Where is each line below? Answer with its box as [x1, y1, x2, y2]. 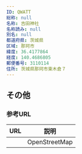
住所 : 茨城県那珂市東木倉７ [6, 65, 67, 72]
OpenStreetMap [27, 138, 73, 147]
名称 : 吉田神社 [6, 20, 39, 26]
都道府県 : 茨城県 [6, 37, 44, 43]
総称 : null [6, 15, 32, 21]
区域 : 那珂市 [6, 43, 35, 50]
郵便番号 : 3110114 [6, 60, 50, 66]
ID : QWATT [6, 9, 32, 15]
